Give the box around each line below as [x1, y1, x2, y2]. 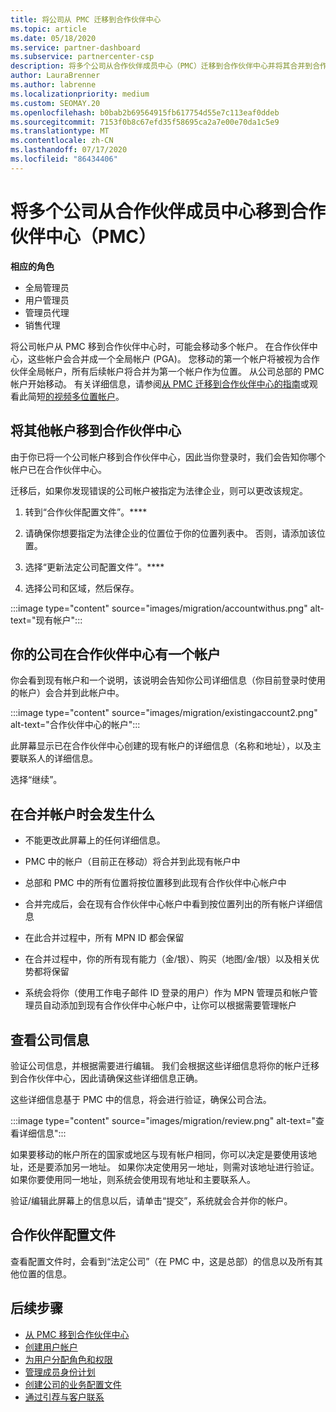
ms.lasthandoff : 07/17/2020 [10, 145, 128, 155]
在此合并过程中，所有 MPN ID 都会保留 [24, 932, 185, 944]
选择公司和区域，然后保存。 [24, 582, 140, 594]
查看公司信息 [10, 1031, 90, 1048]
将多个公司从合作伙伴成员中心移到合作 [10, 200, 327, 223]
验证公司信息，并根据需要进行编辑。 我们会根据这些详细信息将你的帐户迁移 [10, 1059, 320, 1071]
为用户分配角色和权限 [24, 1353, 113, 1365]
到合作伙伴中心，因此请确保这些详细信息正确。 [10, 1072, 203, 1084]
